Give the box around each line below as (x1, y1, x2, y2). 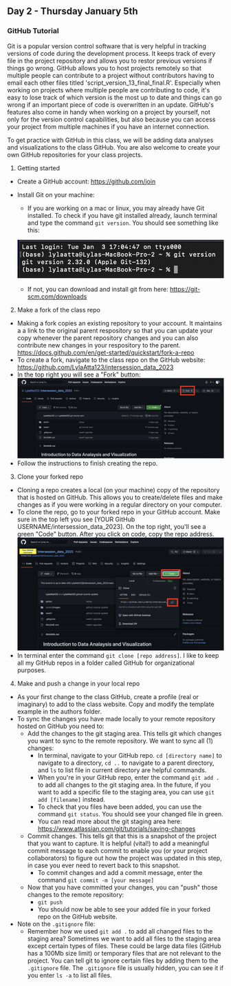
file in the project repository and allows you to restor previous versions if (7, 57, 212, 65)
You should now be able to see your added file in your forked (37, 905, 211, 913)
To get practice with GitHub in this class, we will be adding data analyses (7, 136, 214, 144)
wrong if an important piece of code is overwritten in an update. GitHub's (7, 100, 214, 109)
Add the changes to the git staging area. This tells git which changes (27, 729, 222, 737)
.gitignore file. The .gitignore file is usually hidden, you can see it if (27, 963, 224, 972)
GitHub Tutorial (7, 26, 60, 36)
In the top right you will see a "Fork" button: (16, 370, 141, 379)
